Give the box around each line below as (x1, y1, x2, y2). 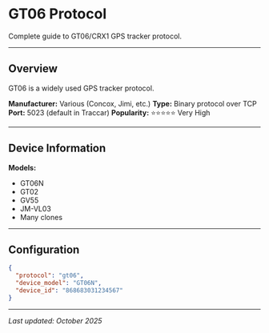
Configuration (8, 243, 80, 256)
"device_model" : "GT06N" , (15, 279, 102, 287)
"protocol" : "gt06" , (15, 271, 84, 280)
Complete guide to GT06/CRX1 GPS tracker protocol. (8, 31, 183, 41)
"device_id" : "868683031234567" (15, 287, 124, 295)
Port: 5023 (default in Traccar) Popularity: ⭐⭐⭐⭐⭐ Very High (8, 107, 211, 117)
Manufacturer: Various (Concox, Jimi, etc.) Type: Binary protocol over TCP (8, 98, 258, 108)
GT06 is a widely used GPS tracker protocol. (8, 83, 155, 93)
